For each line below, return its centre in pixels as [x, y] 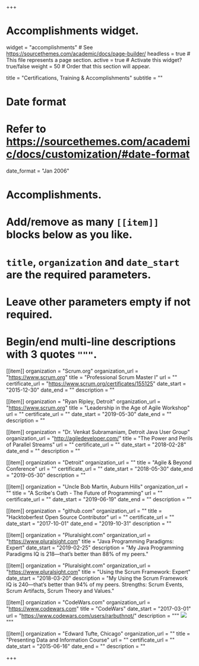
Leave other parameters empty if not [99, 302]
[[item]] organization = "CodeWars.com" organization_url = [78, 602]
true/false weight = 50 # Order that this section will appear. [78, 66]
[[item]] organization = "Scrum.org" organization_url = [72, 371]
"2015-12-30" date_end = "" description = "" [60, 390]
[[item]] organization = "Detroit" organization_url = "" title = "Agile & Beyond [99, 462]
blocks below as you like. [69, 235]
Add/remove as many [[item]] [83, 222]
